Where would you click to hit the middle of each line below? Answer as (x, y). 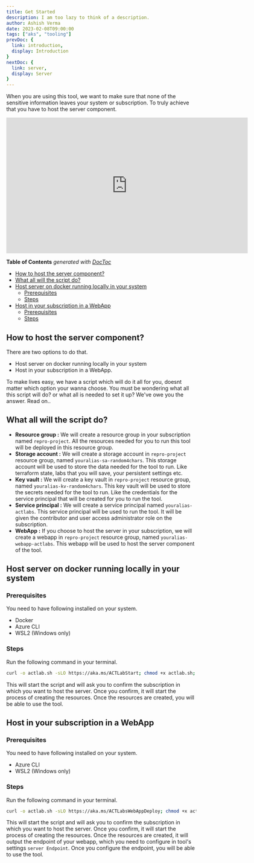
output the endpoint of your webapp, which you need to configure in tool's (99, 842)
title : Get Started (31, 12)
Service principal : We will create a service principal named (89, 505)
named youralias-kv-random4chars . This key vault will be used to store (103, 486)
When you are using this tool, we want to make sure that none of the (91, 97)
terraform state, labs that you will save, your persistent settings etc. (99, 473)
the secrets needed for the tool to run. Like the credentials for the (96, 492)
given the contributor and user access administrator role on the (94, 518)
